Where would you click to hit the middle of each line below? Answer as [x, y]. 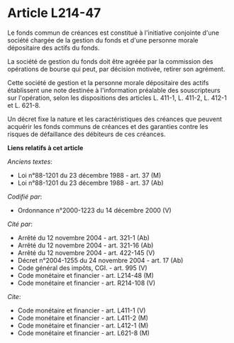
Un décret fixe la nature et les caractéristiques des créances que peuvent [115, 119]
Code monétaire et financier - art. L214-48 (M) [86, 275]
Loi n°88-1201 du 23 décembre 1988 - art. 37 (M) [89, 175]
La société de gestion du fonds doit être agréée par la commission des [110, 61]
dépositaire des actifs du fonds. [54, 47]
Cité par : [20, 224]
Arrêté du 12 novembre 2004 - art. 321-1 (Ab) [84, 237]
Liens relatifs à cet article [45, 147]
